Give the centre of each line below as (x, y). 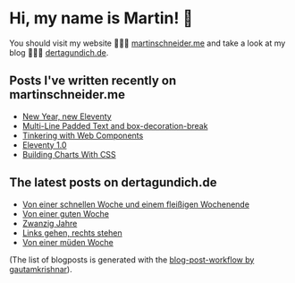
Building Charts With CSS (69, 154)
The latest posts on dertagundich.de (113, 183)
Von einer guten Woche (66, 213)
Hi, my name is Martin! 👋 (101, 18)
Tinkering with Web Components (83, 135)
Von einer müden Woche (67, 242)
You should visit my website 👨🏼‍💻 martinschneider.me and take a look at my (147, 43)
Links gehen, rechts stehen (72, 233)
